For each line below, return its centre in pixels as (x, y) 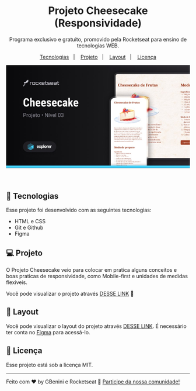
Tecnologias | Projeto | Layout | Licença (98, 57)
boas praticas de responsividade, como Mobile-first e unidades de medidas (97, 276)
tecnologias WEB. (98, 46)
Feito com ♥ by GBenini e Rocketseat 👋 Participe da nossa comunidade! (93, 382)
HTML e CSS (30, 222)
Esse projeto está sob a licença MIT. (50, 365)
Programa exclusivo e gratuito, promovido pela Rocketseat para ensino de (98, 39)
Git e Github (29, 228)
